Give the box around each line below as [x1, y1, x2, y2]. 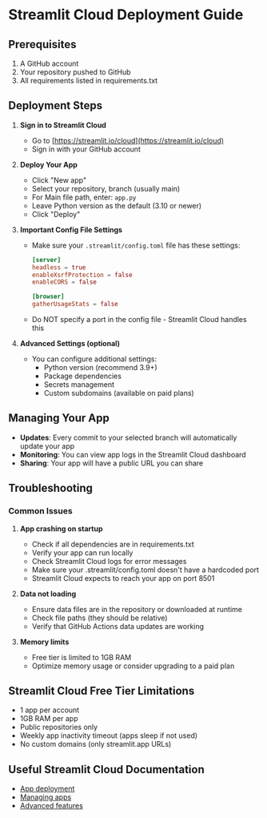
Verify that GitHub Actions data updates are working [31, 621, 205, 631]
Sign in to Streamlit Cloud [19, 120, 106, 130]
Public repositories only [19, 723, 98, 732]
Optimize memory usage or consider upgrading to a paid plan [31, 661, 235, 671]
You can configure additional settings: [31, 354, 157, 364]
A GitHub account [19, 58, 79, 68]
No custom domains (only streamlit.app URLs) [19, 739, 172, 749]
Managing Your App [8, 411, 110, 425]
